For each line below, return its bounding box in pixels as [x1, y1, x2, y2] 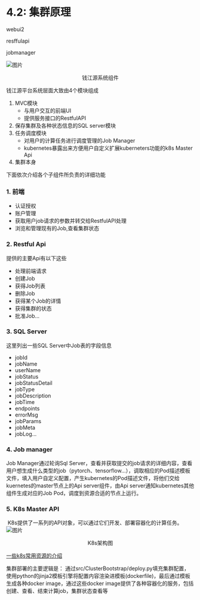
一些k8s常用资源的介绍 [6, 552, 63, 559]
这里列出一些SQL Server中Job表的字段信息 [6, 342, 112, 349]
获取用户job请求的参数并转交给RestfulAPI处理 [14, 217, 127, 225]
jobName [14, 360, 38, 367]
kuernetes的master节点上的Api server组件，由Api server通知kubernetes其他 [6, 482, 195, 489]
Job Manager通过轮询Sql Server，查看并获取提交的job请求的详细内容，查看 [6, 460, 193, 467]
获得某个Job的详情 [14, 297, 61, 304]
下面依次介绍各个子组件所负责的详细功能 [6, 171, 106, 178]
